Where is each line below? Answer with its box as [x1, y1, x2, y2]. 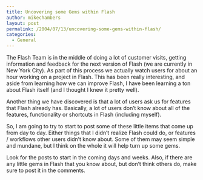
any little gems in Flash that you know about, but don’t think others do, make [6, 161, 197, 167]
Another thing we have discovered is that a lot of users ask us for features [6, 98, 191, 105]
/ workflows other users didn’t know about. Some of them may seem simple [6, 136, 195, 143]
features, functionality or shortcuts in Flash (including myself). [6, 111, 162, 118]
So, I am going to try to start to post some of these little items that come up [6, 123, 194, 130]
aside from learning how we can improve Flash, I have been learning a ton [6, 80, 191, 87]
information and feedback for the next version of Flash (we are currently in [6, 60, 193, 67]
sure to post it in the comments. [6, 167, 86, 174]
